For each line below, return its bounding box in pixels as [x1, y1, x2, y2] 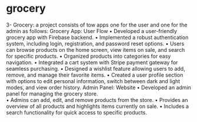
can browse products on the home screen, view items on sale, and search [6, 46, 185, 53]
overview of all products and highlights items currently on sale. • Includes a [6, 103, 189, 110]
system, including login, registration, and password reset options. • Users [6, 40, 185, 47]
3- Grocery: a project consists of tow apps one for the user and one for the [6, 21, 188, 28]
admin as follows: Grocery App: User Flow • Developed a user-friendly [6, 27, 178, 34]
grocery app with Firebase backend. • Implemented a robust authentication [6, 34, 189, 41]
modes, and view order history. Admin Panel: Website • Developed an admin [6, 84, 191, 91]
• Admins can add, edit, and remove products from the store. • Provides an [6, 96, 188, 103]
